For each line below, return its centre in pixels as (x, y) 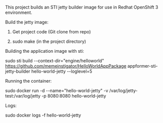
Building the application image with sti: (45, 51)
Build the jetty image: (27, 22)
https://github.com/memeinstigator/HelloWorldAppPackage (66, 66)
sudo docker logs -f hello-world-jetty (43, 115)
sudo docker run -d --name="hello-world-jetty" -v (57, 91)
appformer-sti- (143, 66)
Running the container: (29, 81)
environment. (19, 12)
